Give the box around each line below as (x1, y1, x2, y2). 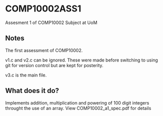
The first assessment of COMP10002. (5, 47, 83, 53)
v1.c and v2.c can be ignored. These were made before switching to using (5, 57, 158, 63)
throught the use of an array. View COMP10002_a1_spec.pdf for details (5, 105, 151, 111)
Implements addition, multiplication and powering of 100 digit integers (5, 99, 149, 105)
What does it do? (5, 86, 59, 95)
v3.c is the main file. (5, 72, 47, 78)
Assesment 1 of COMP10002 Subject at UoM (5, 19, 98, 25)
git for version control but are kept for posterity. (5, 62, 104, 68)
